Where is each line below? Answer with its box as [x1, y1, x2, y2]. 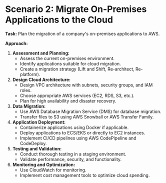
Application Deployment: [12, 119, 66, 125]
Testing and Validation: [12, 145, 62, 151]
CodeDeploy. [19, 140, 47, 146]
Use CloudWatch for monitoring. [19, 166, 86, 173]
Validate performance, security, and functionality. [19, 156, 122, 162]
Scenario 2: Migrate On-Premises [5, 3, 147, 15]
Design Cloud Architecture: [12, 76, 71, 82]
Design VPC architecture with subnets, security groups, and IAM [19, 81, 153, 88]
